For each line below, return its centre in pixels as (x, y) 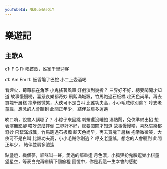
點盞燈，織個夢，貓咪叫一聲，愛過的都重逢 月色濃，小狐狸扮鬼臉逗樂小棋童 (82, 155)
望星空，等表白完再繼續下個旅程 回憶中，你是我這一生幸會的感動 (71, 161)
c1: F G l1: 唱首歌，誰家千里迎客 (37, 69)
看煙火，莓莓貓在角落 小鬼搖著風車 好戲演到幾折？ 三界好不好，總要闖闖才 (81, 90)
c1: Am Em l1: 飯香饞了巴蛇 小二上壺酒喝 (46, 79)
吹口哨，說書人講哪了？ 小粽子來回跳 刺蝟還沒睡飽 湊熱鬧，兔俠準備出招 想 (82, 119)
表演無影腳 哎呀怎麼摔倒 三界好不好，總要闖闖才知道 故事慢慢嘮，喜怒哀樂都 (84, 126)
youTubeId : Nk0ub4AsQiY (30, 10)
